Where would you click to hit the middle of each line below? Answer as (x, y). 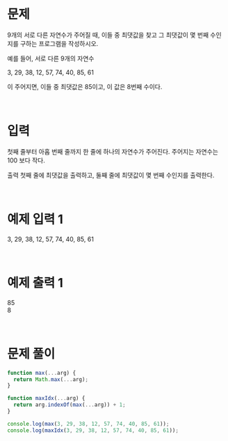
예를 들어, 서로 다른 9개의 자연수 (51, 58)
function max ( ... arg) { (42, 373)
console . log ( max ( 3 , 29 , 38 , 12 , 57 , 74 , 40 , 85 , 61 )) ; (88, 424)
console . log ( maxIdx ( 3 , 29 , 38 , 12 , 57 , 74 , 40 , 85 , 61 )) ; (93, 430)
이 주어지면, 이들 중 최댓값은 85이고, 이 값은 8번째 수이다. (85, 86)
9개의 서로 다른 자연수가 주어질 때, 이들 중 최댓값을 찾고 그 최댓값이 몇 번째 (108, 35)
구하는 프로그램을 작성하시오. (59, 43)
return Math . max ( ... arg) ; (51, 379)
